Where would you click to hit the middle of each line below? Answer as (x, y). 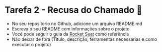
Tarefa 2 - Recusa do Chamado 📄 (74, 10)
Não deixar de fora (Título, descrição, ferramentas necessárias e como (84, 39)
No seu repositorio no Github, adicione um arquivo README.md (77, 24)
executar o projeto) (31, 44)
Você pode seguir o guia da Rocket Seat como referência (70, 34)
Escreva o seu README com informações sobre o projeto (71, 28)
